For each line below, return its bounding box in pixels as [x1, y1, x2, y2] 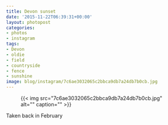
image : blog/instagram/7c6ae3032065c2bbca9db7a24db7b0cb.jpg [6, 79, 158, 85]
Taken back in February [6, 112, 63, 119]
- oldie [6, 52, 25, 58]
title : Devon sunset [6, 8, 57, 15]
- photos [6, 30, 27, 36]
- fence [6, 68, 25, 74]
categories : [6, 24, 35, 31]
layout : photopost [6, 19, 51, 25]
